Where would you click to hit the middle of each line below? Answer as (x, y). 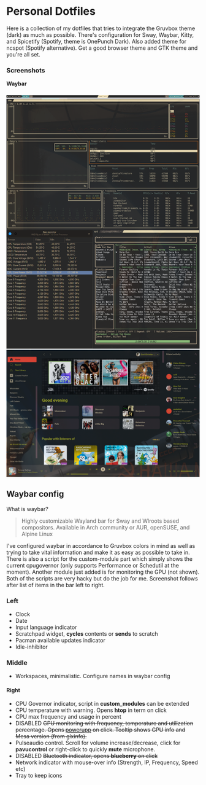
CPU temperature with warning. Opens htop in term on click (91, 710)
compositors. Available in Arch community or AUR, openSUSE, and (105, 527)
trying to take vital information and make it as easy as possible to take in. (98, 552)
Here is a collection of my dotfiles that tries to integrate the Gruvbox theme (101, 28)
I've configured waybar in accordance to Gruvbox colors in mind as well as (101, 545)
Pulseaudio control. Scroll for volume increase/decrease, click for (98, 743)
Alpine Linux (37, 534)
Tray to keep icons (39, 776)
